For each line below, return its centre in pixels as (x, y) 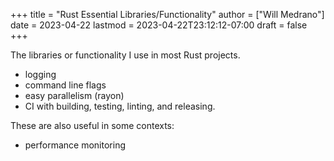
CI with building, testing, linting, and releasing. (120, 106)
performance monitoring (75, 145)
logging (40, 74)
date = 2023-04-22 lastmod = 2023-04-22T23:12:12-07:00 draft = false (159, 25)
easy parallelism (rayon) (74, 95)
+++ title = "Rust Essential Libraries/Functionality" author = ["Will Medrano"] (167, 14)
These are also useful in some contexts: (92, 125)
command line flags (65, 85)
